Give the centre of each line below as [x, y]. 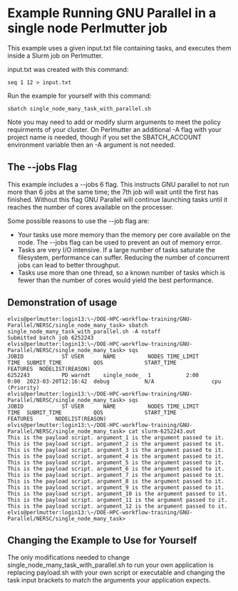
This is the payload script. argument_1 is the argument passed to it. [116, 437]
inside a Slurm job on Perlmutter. [55, 56]
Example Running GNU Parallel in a [112, 13]
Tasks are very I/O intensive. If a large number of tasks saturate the [117, 250]
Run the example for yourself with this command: [79, 96]
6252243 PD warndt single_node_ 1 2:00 [103, 375]
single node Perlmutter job [87, 28]
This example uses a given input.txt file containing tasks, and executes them [119, 48]
